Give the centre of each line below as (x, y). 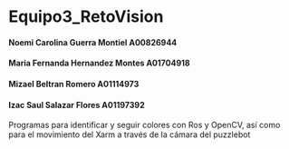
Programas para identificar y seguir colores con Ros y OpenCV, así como (144, 125)
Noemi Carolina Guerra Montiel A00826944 (93, 42)
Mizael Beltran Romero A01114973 (74, 84)
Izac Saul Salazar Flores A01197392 (77, 104)
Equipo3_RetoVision (86, 17)
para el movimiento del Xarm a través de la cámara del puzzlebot (130, 134)
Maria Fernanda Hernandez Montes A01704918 (100, 63)
